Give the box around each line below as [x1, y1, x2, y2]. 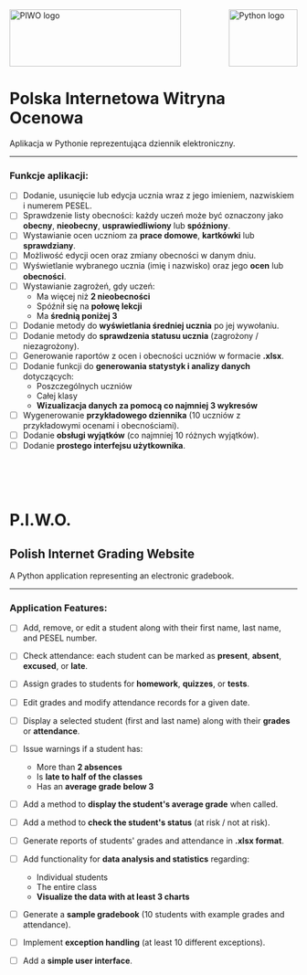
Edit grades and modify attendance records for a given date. [22, 696, 250, 707]
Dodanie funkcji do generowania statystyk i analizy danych [22, 360, 251, 371]
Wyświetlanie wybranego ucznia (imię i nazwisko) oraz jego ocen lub [22, 260, 284, 271]
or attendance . [22, 726, 80, 737]
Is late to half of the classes [36, 771, 143, 782]
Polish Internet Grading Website [9, 546, 195, 561]
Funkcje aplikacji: [9, 169, 89, 182]
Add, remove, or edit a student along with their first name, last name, [22, 622, 281, 633]
